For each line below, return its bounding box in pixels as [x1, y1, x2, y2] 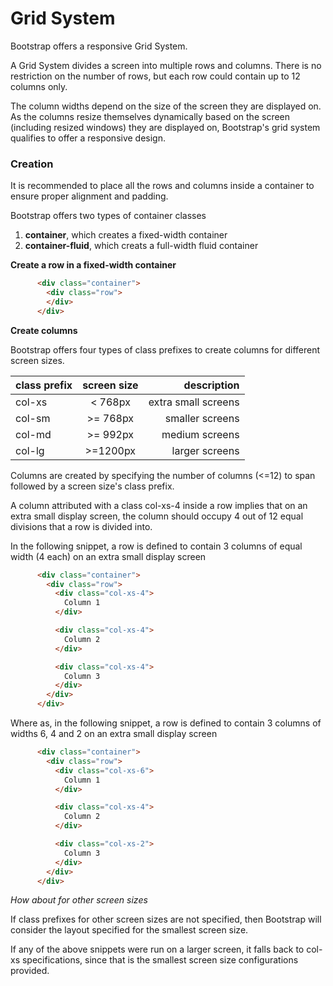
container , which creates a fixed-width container [24, 229, 228, 241]
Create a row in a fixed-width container [10, 259, 177, 271]
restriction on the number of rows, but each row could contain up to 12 [10, 70, 301, 82]
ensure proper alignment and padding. [10, 190, 169, 202]
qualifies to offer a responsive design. [10, 132, 167, 144]
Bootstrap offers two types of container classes [10, 210, 207, 222]
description [183, 378, 240, 392]
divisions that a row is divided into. [10, 520, 153, 532]
